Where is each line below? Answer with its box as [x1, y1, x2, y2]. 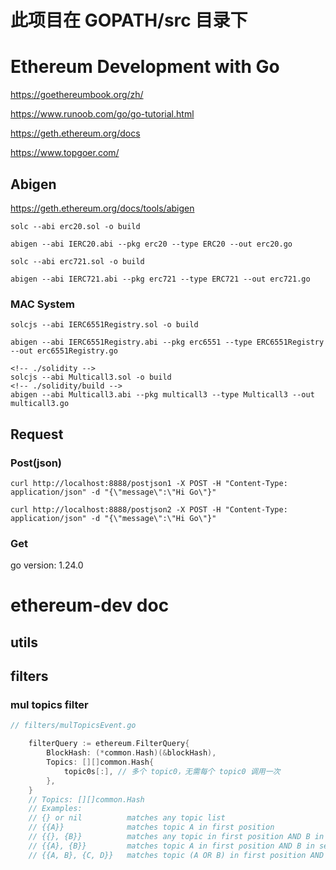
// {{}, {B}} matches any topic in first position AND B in [28, 832, 325, 842]
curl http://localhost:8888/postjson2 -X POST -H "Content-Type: [10, 504, 288, 515]
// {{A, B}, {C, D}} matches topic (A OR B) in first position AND [28, 850, 325, 860]
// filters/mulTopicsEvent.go [10, 721, 137, 731]
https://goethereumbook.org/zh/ [10, 89, 144, 101]
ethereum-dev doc [10, 594, 170, 617]
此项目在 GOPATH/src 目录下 [10, 9, 248, 32]
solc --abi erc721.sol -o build [10, 256, 145, 266]
